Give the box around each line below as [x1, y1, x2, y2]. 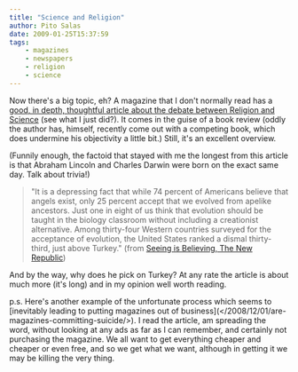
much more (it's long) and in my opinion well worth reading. [9, 279, 227, 289]
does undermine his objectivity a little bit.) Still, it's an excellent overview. [9, 132, 277, 143]
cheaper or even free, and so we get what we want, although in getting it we [9, 343, 288, 353]
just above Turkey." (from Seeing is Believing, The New [51, 242, 253, 253]
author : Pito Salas [9, 21, 82, 30]
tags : [9, 37, 29, 47]
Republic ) [30, 252, 67, 263]
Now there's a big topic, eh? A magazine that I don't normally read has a [9, 95, 273, 106]
